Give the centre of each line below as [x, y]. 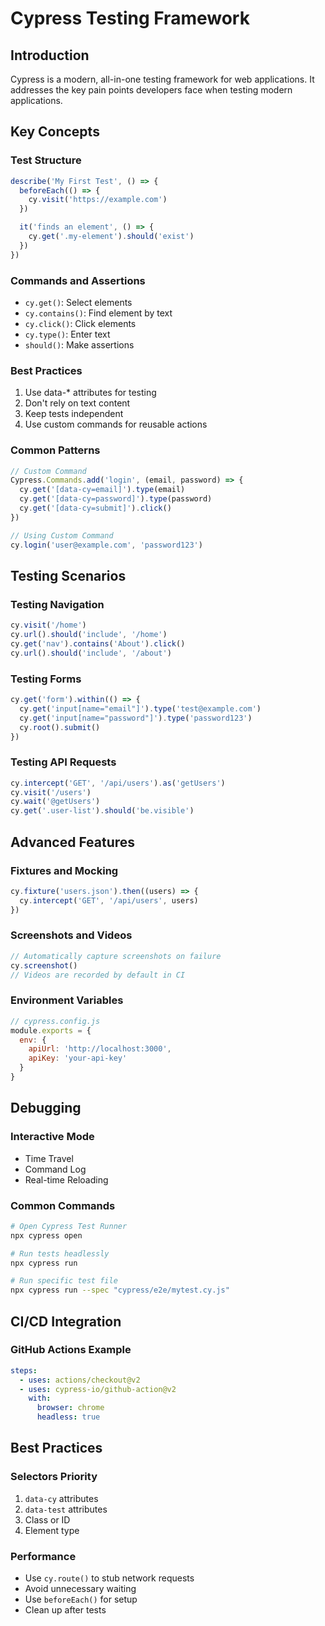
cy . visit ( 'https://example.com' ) [98, 200]
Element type [52, 1530]
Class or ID [47, 1519]
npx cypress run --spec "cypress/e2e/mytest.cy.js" [120, 1290]
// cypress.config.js [55, 1021]
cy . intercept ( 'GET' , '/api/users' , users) [109, 900]
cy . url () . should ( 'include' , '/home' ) [89, 635]
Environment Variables [67, 1000]
